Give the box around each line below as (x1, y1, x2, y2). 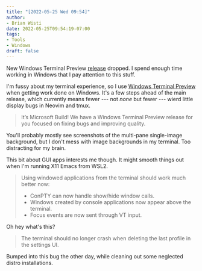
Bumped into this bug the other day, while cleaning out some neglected (6, 252, 184, 260)
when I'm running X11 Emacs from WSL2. (6, 162, 109, 169)
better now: (21, 180, 50, 187)
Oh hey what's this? (6, 223, 55, 230)
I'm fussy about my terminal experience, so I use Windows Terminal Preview (6, 83, 196, 90)
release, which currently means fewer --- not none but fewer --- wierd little (6, 95, 194, 102)
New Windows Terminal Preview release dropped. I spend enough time (6, 64, 183, 72)
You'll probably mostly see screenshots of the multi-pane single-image (6, 131, 183, 139)
